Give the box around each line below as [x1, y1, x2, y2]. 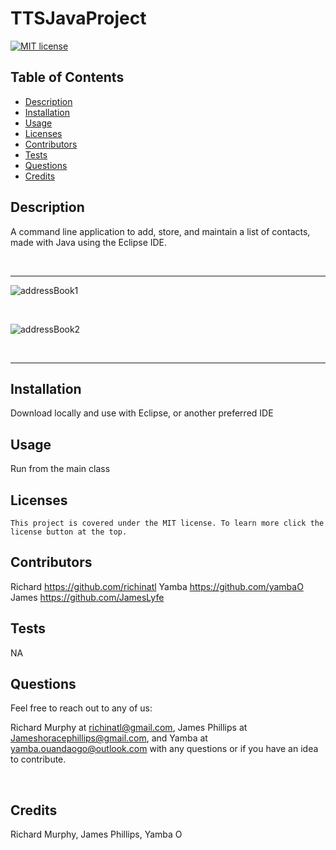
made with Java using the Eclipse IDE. [10, 236, 168, 248]
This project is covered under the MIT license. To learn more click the [10, 518, 325, 528]
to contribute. [10, 753, 67, 766]
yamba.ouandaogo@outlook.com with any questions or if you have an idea [10, 743, 319, 755]
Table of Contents [10, 69, 125, 86]
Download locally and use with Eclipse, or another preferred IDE [10, 407, 274, 419]
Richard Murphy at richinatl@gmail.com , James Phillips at [10, 722, 248, 734]
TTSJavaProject [10, 7, 147, 30]
